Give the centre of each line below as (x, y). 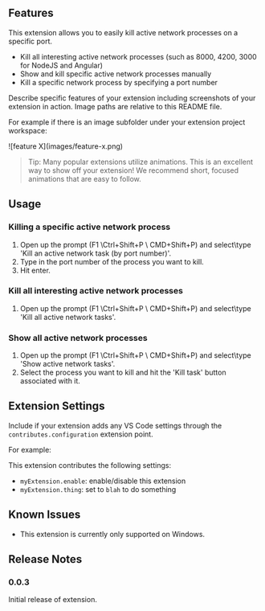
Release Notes (45, 559)
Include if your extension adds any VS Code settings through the (115, 425)
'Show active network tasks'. (67, 364)
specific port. (31, 41)
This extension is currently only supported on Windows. (112, 534)
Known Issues (45, 515)
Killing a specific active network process (90, 227)
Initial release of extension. (53, 600)
